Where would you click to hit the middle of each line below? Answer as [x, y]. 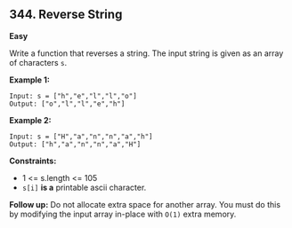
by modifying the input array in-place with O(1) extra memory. [123, 214]
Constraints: [33, 161]
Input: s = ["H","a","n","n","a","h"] [81, 137]
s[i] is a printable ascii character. [84, 187]
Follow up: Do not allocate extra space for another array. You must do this [145, 204]
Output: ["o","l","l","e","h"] [67, 104]
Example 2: [30, 120]
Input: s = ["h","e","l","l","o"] [73, 96]
